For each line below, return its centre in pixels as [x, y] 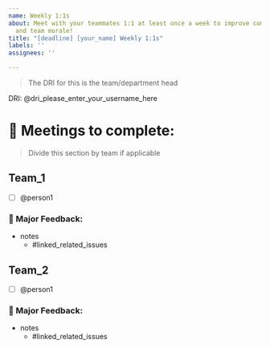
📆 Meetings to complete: [92, 131]
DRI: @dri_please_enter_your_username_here [83, 98]
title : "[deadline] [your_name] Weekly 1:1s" [86, 38]
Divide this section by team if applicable [94, 152]
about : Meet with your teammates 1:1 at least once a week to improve [129, 23]
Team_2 [29, 270]
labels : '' [27, 46]
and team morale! [45, 30]
